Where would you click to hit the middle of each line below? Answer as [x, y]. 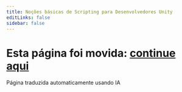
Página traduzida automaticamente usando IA [63, 83]
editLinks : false [28, 18]
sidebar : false [26, 23]
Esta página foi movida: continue [91, 53]
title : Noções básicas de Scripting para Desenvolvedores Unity [89, 12]
